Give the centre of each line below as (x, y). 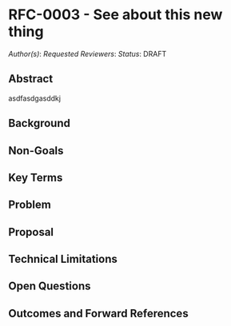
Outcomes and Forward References (99, 313)
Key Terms (36, 177)
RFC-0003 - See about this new (115, 15)
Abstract (31, 79)
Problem (30, 205)
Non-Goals (36, 151)
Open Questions (50, 286)
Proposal (31, 232)
